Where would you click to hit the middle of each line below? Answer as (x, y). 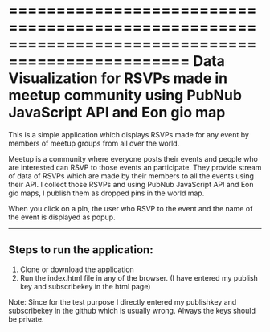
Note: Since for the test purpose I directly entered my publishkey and (123, 301)
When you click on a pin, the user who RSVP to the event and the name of (131, 208)
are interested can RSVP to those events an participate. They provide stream (135, 167)
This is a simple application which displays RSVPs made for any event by (129, 134)
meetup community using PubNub (125, 95)
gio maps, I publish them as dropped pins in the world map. (106, 193)
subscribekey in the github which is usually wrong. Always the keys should (132, 310)
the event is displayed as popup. (62, 217)
